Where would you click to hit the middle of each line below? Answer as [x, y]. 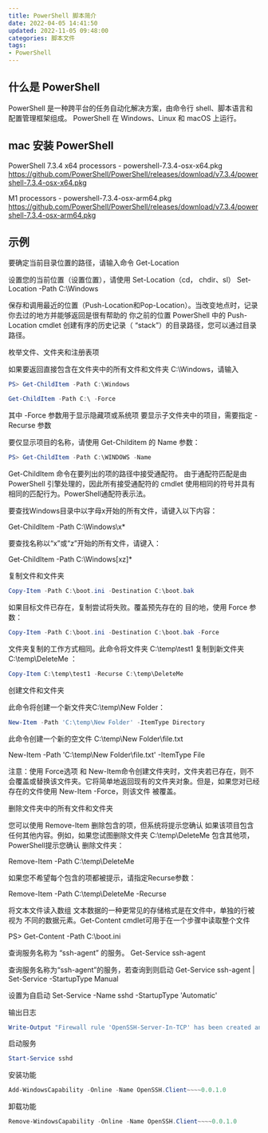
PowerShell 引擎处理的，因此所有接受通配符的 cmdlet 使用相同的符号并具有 [132, 484]
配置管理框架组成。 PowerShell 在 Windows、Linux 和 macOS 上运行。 [124, 118]
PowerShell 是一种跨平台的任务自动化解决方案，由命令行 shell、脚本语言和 [131, 108]
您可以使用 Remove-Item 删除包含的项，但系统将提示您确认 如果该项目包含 [131, 825]
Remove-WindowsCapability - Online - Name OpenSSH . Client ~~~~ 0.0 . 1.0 [123, 1122]
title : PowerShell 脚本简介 [53, 16]
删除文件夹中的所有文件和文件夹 [61, 808]
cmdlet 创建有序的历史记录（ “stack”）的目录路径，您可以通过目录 [148, 326]
